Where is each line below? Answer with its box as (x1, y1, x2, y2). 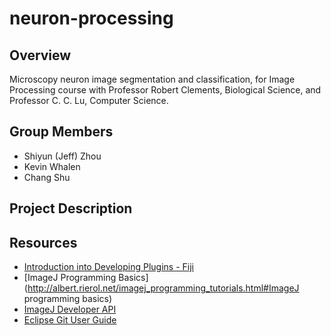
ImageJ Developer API (23, 303, 117, 316)
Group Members (9, 123, 114, 141)
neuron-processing (9, 7, 174, 30)
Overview (9, 47, 72, 64)
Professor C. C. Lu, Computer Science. (9, 95, 169, 106)
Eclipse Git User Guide (23, 314, 117, 326)
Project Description (9, 200, 133, 217)
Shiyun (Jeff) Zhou (23, 150, 102, 162)
